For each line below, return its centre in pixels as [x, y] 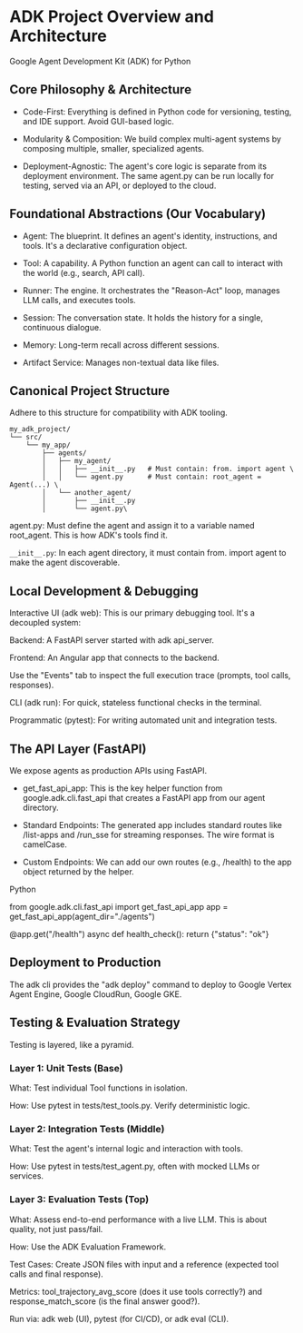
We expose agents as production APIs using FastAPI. [108, 770]
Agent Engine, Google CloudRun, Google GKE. [96, 994]
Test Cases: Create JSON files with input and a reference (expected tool [144, 1264]
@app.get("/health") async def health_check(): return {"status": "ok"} [139, 934]
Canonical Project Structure [90, 391]
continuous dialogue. [62, 327]
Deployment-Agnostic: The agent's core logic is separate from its [145, 166]
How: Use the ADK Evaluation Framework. [88, 1247]
